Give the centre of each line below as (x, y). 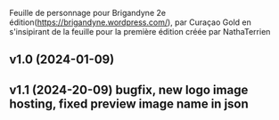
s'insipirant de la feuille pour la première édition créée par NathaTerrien (140, 32)
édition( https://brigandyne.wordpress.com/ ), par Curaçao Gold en (130, 22)
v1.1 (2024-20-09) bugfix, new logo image (129, 89)
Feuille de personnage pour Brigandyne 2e (88, 13)
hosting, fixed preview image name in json (129, 104)
